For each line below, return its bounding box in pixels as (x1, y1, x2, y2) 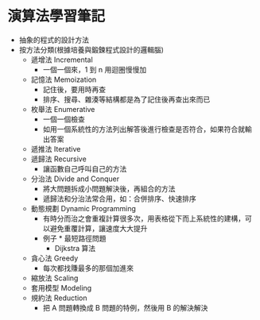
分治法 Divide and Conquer (30, 174, 120, 183)
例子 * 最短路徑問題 (42, 233, 107, 243)
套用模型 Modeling (30, 283, 92, 292)
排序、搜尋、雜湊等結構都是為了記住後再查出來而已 (42, 94, 211, 104)
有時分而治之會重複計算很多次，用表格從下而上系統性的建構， (42, 214, 246, 223)
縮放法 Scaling (30, 273, 79, 283)
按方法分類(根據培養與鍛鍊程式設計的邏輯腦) (18, 44, 165, 54)
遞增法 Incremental (30, 55, 93, 64)
